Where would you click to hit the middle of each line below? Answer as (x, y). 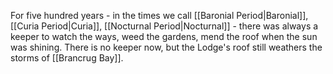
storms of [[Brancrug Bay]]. (67, 58)
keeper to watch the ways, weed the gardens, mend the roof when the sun (164, 36)
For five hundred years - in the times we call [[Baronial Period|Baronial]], (159, 15)
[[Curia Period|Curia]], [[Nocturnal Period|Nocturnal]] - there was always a (164, 26)
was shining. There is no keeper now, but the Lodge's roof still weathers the (166, 47)
